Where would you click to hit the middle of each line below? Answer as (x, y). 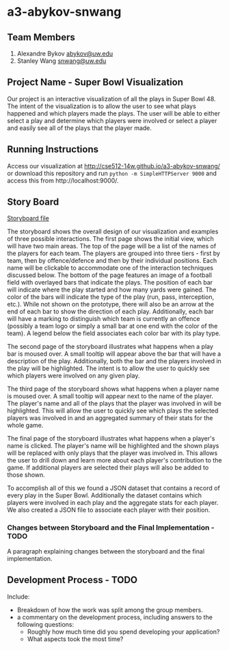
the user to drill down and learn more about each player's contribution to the (114, 460)
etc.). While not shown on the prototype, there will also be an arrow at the (110, 304)
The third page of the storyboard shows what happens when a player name (113, 389)
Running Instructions (53, 149)
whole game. (25, 426)
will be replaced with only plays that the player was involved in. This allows (112, 453)
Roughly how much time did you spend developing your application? (123, 632)
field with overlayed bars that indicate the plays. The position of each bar (110, 283)
